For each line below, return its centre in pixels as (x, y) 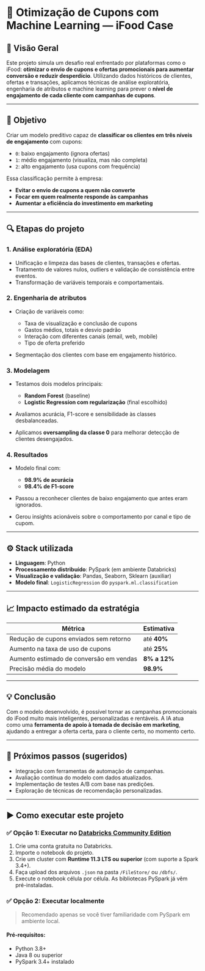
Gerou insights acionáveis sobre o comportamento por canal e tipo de (103, 517)
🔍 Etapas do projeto (45, 229)
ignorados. (29, 505)
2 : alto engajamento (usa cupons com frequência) (77, 166)
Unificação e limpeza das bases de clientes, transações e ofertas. (98, 263)
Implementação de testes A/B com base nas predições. (85, 784)
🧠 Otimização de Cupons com (83, 13)
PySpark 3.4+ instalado (45, 961)
